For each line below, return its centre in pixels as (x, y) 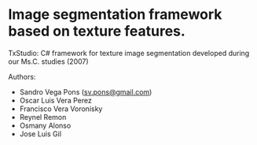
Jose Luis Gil (40, 134)
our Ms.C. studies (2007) (48, 61)
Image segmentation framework (115, 15)
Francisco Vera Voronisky (61, 109)
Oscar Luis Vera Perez (55, 100)
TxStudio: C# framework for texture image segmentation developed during (129, 53)
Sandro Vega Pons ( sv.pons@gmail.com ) (86, 91)
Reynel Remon (43, 117)
